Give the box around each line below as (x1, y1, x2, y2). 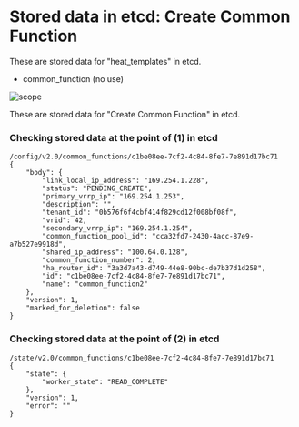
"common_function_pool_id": (42, 232, 148, 241)
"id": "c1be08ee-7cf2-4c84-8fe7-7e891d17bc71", (42, 271, 225, 281)
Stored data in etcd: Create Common (9, 6, 291, 27)
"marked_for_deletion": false (25, 303, 141, 313)
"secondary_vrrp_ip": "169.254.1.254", (42, 224, 194, 233)
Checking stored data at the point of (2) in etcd (9, 332, 220, 345)
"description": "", (42, 200, 116, 209)
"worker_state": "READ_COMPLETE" (42, 377, 169, 386)
